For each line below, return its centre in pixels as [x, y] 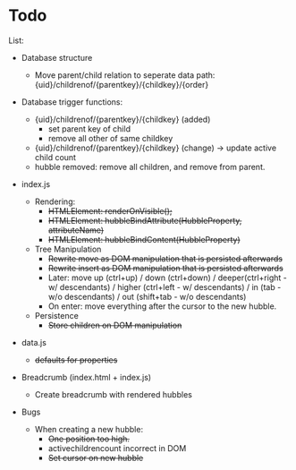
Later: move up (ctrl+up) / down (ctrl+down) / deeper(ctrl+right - [167, 278]
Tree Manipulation [68, 249]
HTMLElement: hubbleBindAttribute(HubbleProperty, [145, 220]
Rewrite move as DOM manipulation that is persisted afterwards [165, 258]
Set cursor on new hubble [96, 457]
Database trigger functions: [72, 102]
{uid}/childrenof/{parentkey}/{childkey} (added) [123, 119]
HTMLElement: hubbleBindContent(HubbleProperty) [144, 239]
